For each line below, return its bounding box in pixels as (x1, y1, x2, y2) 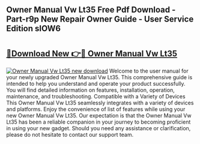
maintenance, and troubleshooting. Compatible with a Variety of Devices (6, 93, 186, 100)
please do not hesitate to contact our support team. (6, 131, 134, 138)
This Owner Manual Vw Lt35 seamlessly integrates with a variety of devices (6, 99, 194, 106)
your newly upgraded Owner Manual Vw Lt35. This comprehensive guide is (6, 74, 193, 80)
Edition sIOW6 (6, 23, 61, 34)
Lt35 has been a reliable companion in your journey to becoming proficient (6, 118, 191, 125)
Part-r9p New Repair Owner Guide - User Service (6, 14, 194, 25)
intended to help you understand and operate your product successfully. (6, 80, 186, 87)
